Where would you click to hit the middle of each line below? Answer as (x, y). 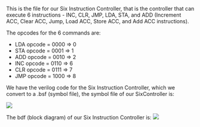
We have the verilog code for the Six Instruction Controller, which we (91, 88)
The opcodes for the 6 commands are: (53, 33)
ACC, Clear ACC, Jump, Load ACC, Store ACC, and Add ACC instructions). (98, 21)
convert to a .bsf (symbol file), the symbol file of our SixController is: (90, 94)
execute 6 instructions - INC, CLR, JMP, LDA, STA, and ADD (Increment (94, 15)
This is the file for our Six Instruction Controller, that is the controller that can (100, 9)
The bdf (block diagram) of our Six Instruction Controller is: (79, 117)
